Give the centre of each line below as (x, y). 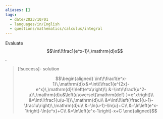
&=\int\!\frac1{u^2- (127, 90)
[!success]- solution (38, 69)
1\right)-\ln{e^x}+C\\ (46, 111)
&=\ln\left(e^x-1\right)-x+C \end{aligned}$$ (112, 111)
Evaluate (14, 43)
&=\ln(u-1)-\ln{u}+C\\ (106, 106)
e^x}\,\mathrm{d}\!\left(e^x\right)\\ (72, 90)
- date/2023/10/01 (29, 19)
